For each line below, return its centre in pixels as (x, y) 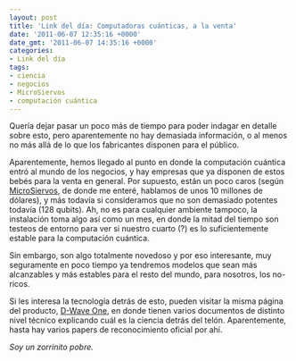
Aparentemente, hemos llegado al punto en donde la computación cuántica (148, 163)
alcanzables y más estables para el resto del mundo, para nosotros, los (140, 274)
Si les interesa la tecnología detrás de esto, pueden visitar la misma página (146, 301)
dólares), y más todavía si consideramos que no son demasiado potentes (144, 200)
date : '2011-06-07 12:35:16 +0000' (75, 34)
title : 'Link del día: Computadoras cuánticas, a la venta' (123, 26)
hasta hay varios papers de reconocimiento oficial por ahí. (116, 330)
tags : (19, 68)
